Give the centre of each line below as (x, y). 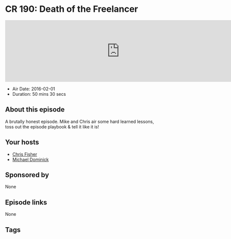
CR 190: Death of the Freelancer (72, 9)
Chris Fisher (25, 154)
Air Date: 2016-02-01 (34, 89)
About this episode (35, 110)
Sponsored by (27, 175)
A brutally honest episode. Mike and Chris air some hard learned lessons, (79, 121)
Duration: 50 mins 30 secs (39, 94)
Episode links (26, 202)
